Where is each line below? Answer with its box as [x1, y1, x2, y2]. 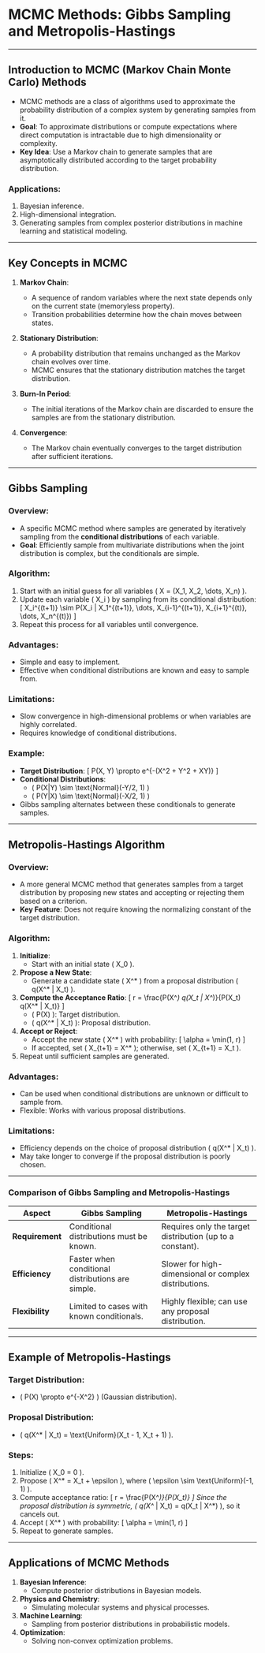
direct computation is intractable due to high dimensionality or [19, 130, 222, 140]
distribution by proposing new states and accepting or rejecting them [19, 888, 244, 897]
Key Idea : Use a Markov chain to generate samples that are [19, 147, 213, 156]
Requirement [12, 1230, 62, 1241]
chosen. [19, 1160, 47, 1170]
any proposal [161, 1305, 210, 1316]
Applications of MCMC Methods [8, 1556, 170, 1570]
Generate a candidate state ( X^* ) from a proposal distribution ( [31, 976, 239, 985]
